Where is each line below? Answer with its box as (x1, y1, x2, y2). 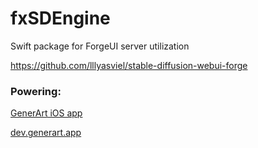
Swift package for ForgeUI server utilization (10, 40, 190, 52)
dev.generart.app (10, 127, 82, 139)
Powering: (10, 84, 62, 98)
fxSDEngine (10, 7, 111, 30)
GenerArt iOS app (10, 107, 83, 119)
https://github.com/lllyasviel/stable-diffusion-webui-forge (10, 59, 248, 71)
